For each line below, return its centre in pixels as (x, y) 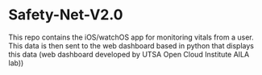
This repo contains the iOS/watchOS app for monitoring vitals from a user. (131, 37)
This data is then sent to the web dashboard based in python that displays (131, 45)
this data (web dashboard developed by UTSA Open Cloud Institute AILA (129, 54)
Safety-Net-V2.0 (66, 15)
